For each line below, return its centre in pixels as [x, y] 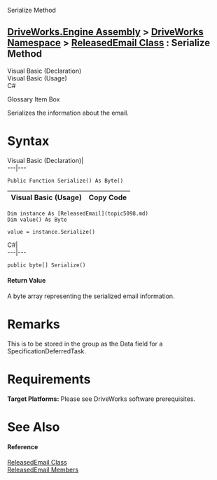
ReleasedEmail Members [43, 470]
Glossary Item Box [34, 99]
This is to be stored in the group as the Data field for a [85, 344]
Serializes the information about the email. [68, 113]
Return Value [27, 281]
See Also [34, 427]
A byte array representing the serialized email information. [91, 296]
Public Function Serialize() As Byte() [65, 181]
